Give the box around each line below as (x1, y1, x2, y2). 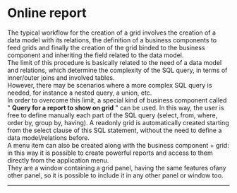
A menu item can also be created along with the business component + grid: (7, 141, 229, 149)
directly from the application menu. (7, 156, 109, 164)
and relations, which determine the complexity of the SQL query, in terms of (7, 66, 228, 74)
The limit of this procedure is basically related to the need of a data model (7, 58, 222, 66)
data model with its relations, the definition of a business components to (7, 35, 217, 44)
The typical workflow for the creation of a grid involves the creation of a (7, 28, 217, 37)
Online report (7, 5, 87, 21)
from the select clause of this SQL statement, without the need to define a (7, 126, 222, 134)
